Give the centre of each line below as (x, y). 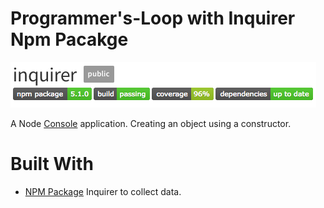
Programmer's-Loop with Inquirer (153, 18)
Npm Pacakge (69, 39)
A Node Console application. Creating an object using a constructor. (151, 123)
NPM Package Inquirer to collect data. (103, 191)
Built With (52, 164)
